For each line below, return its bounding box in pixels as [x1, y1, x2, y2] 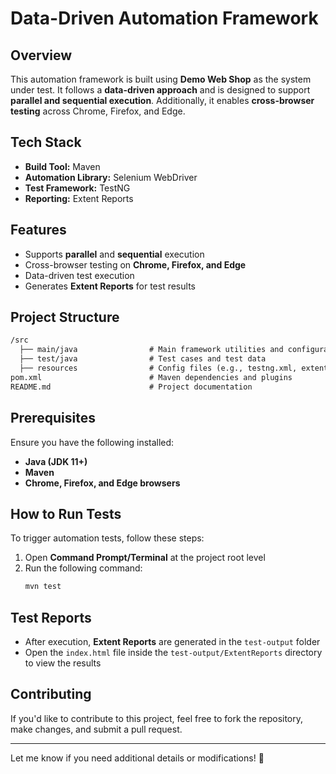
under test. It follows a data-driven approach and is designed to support [10, 84, 311, 96]
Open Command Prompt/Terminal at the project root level [24, 552, 266, 564]
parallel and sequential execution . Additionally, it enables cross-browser [10, 95, 315, 106]
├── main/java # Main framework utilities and [19, 345, 284, 355]
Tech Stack [10, 134, 82, 151]
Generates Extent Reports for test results [24, 280, 196, 292]
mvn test [24, 582, 62, 592]
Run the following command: [24, 562, 143, 574]
